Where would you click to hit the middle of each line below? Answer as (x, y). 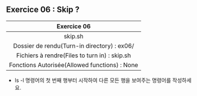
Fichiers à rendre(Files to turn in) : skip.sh (74, 55)
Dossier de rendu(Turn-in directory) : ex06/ (74, 45)
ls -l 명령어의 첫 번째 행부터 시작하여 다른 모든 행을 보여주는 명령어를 (93, 80)
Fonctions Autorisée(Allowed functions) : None (74, 65)
